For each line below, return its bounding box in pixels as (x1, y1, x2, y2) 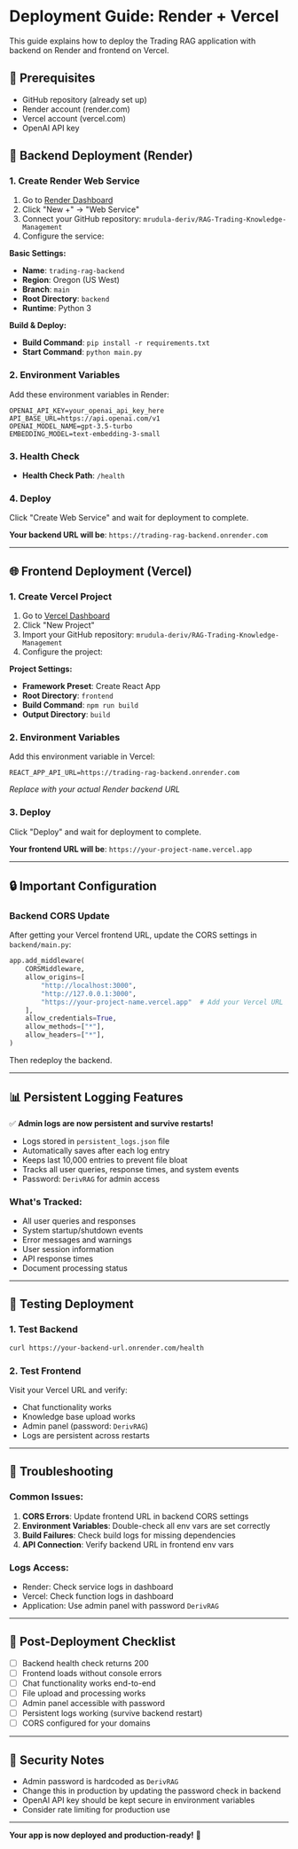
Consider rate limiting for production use (21, 1804, 170, 1814)
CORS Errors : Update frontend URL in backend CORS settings (21, 1510, 249, 1522)
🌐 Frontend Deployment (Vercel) (9, 563, 192, 578)
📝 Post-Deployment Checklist (9, 1634, 176, 1649)
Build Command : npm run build (21, 700, 139, 710)
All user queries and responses (21, 1216, 136, 1226)
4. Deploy (9, 492, 51, 505)
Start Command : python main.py (21, 347, 143, 357)
